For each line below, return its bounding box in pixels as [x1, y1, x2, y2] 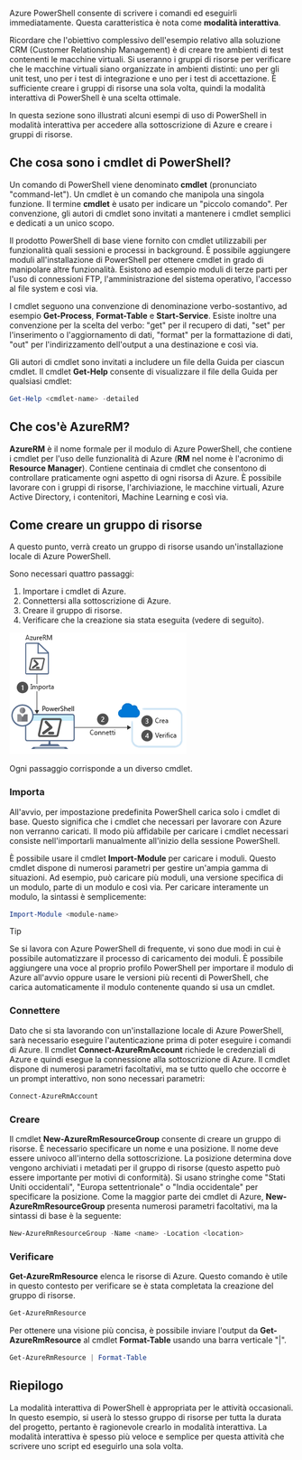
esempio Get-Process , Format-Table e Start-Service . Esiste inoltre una [9, 310, 277, 321]
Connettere [9, 1005, 60, 1017]
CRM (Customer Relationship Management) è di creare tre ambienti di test [9, 44, 284, 55]
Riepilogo [9, 1378, 64, 1394]
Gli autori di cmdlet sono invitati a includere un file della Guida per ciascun [9, 356, 285, 367]
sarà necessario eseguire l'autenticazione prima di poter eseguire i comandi [9, 1034, 291, 1045]
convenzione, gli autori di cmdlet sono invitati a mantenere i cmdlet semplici [9, 208, 291, 219]
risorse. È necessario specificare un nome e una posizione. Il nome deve [9, 1143, 279, 1154]
